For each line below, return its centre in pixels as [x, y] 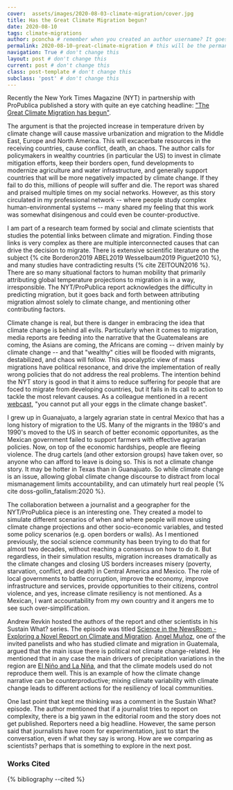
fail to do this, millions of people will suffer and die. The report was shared [113, 186]
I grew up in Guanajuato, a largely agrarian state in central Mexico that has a [116, 418]
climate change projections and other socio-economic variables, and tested [115, 527]
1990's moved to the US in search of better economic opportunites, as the [113, 432]
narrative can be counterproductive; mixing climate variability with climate [113, 681]
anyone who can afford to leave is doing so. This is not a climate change [110, 462]
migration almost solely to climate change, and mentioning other [99, 302]
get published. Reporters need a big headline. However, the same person [112, 724]
